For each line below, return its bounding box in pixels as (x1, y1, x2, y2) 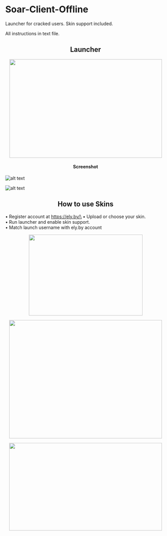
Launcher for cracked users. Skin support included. (5, 20, 114, 27)
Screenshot (73, 164, 98, 170)
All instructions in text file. (5, 30, 60, 36)
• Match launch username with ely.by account (5, 224, 102, 230)
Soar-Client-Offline (5, 4, 89, 15)
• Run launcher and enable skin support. (5, 219, 90, 225)
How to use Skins (58, 200, 114, 208)
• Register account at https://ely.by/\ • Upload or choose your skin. (5, 213, 146, 220)
